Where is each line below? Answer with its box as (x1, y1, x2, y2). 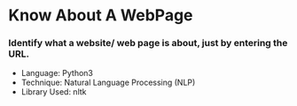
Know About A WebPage (8, 5, 193, 26)
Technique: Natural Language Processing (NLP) (20, 77, 196, 88)
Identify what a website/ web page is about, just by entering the (8, 37, 288, 49)
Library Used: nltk (20, 87, 87, 97)
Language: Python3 (20, 68, 94, 79)
